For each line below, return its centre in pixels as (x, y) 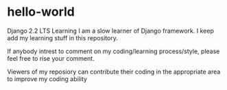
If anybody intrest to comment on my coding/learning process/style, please (113, 51)
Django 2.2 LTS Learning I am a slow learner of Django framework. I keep (110, 31)
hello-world (41, 12)
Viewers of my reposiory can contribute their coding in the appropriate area (114, 72)
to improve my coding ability (47, 78)
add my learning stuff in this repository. (63, 37)
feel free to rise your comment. (51, 58)
